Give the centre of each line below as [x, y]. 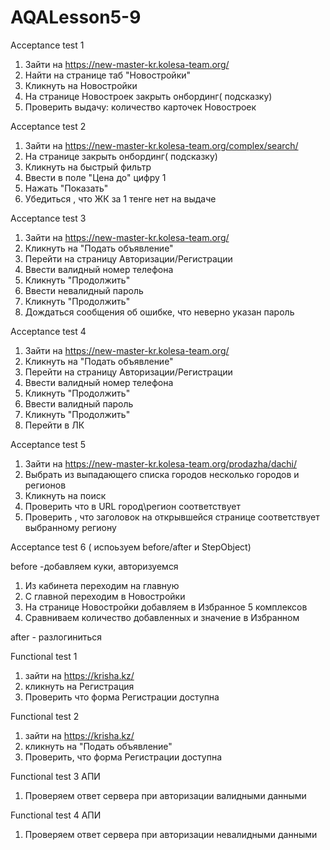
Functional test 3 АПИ [55, 776]
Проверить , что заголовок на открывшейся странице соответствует [172, 517]
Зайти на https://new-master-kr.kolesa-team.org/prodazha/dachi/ [161, 463]
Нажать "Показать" [66, 188]
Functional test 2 [45, 716]
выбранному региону [70, 527]
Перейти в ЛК [54, 425]
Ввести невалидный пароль [84, 290]
